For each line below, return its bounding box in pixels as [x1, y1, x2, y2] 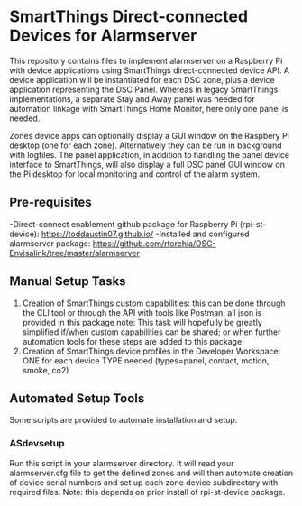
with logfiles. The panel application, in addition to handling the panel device [9, 149, 290, 160]
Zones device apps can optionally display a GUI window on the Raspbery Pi [9, 130, 290, 141]
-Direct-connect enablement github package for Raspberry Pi [9, 218, 238, 229]
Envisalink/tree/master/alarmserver [9, 247, 140, 258]
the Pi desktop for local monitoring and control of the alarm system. [9, 169, 261, 179]
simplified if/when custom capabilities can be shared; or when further [22, 327, 281, 337]
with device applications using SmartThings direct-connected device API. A [9, 65, 290, 76]
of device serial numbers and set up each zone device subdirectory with [9, 476, 279, 488]
